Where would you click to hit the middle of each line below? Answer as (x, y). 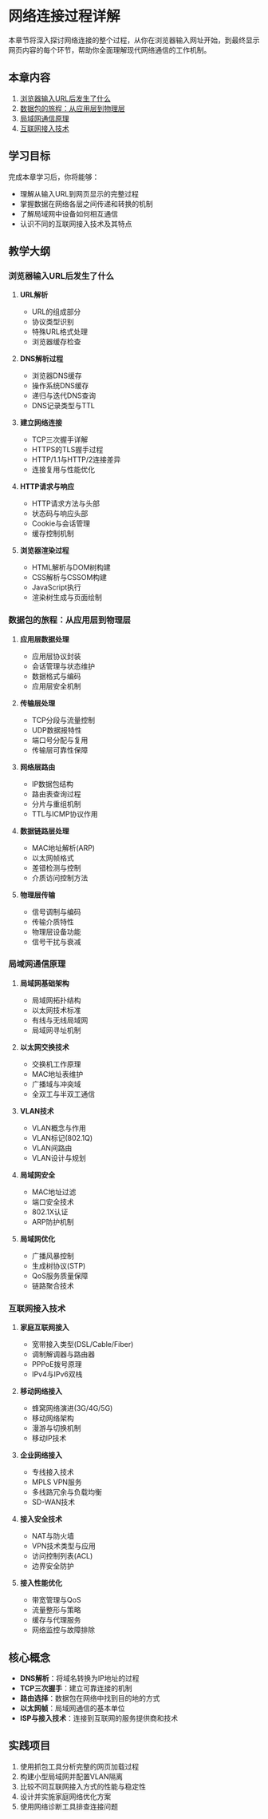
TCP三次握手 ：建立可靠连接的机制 (76, 1688)
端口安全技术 (53, 1201)
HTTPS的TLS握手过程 (67, 450)
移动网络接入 (41, 1392)
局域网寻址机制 (56, 1030)
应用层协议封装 (56, 656)
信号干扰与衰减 (56, 941)
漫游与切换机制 (56, 1428)
